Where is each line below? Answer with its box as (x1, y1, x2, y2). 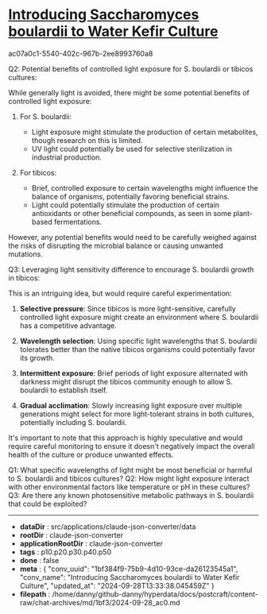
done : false (19, 555, 60, 565)
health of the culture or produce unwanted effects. (8, 450, 174, 459)
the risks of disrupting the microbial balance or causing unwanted (8, 241, 224, 250)
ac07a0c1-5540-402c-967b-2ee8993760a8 (8, 48, 153, 58)
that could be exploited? (8, 499, 87, 508)
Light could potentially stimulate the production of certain (31, 200, 220, 210)
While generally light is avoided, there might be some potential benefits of (8, 87, 250, 97)
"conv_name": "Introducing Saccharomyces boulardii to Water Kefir (19, 572, 240, 581)
